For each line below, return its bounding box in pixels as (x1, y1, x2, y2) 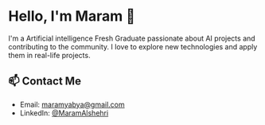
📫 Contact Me (8, 75, 82, 88)
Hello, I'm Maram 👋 (8, 7, 135, 25)
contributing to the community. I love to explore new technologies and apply (8, 41, 258, 51)
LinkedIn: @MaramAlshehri (19, 107, 109, 118)
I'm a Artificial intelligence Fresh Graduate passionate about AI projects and (8, 33, 256, 43)
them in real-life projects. (8, 50, 91, 60)
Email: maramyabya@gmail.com (19, 100, 125, 109)
